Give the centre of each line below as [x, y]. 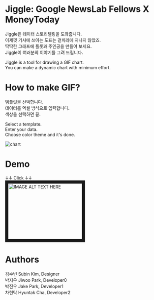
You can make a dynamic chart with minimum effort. [58, 67]
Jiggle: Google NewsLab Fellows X [77, 9]
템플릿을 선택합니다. [24, 102]
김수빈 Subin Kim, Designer [32, 274]
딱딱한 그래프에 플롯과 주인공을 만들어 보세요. [48, 46]
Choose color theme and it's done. [40, 134]
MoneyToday [32, 20]
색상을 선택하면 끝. [23, 114]
